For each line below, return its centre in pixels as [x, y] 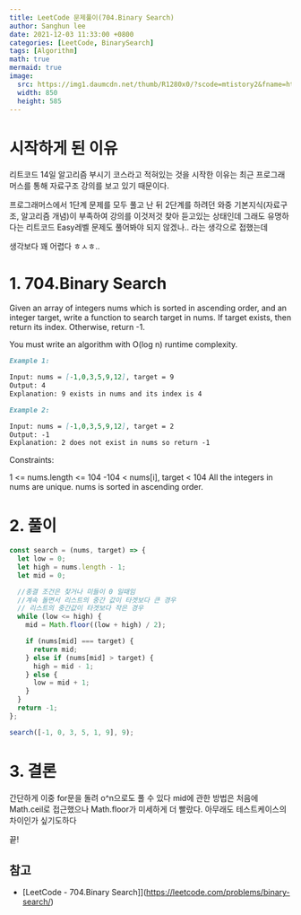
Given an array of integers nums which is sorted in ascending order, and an [148, 308]
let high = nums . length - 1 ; [72, 567]
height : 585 [40, 101]
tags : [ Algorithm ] [43, 51]
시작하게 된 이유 [64, 148]
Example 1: [30, 361]
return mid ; [55, 649]
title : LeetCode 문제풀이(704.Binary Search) [92, 17]
